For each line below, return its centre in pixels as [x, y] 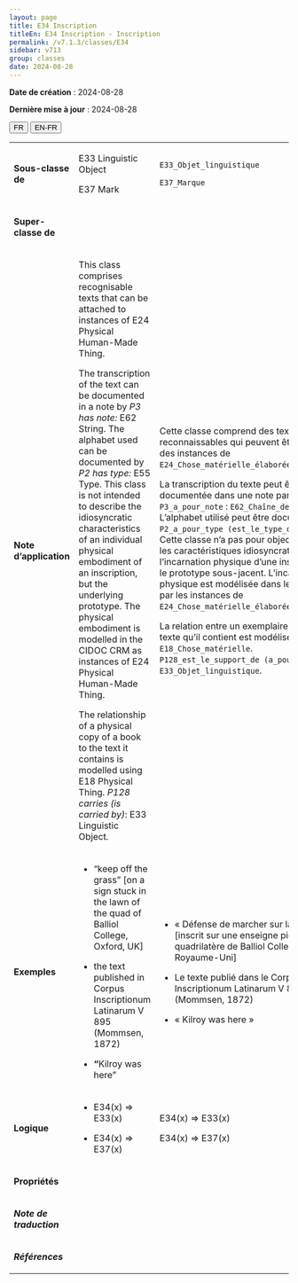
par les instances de [201, 595]
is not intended [110, 495]
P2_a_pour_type [191, 529]
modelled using [111, 770]
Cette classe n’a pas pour [212, 539]
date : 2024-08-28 [41, 67]
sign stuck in [120, 890]
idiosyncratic [106, 517]
